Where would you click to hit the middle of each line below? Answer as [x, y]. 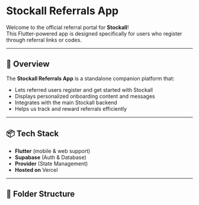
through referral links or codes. [44, 40]
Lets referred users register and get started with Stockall [84, 89]
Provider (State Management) [51, 164]
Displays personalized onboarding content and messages [85, 96]
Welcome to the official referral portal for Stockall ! [68, 27]
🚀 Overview [28, 64]
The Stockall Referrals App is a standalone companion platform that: [90, 78]
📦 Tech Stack [33, 134]
